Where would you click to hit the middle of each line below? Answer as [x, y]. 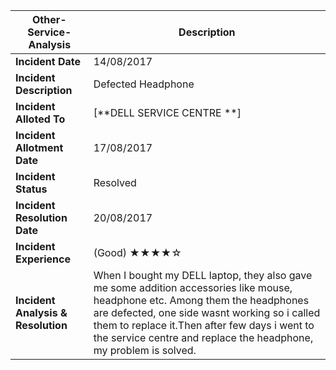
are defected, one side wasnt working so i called [207, 312]
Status [31, 189]
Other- [49, 19]
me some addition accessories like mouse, [193, 287]
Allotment [39, 147]
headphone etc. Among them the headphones [201, 300]
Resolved [115, 182]
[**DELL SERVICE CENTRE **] [167, 112]
